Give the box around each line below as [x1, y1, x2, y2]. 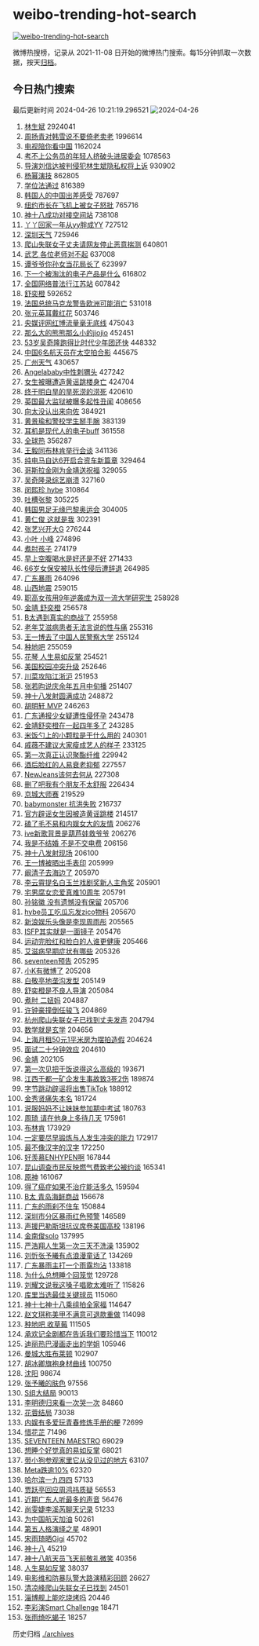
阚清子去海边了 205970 [23, 868, 100, 877]
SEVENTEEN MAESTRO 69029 [23, 1436, 124, 1446]
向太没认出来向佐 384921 [23, 406, 106, 415]
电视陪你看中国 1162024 [23, 141, 102, 151]
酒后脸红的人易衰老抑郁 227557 [23, 759, 127, 769]
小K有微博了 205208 [23, 966, 91, 975]
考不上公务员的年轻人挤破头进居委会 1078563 [23, 151, 171, 160]
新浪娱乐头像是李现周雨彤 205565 [23, 916, 134, 926]
